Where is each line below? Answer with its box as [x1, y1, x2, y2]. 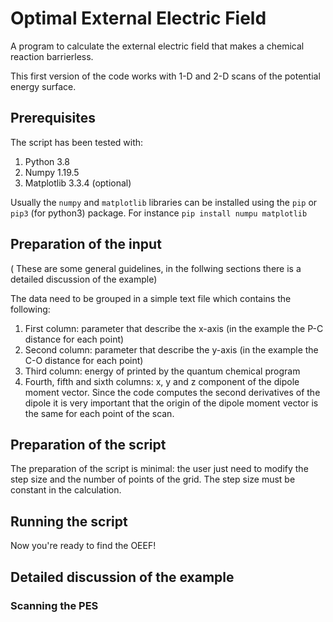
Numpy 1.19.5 [24, 166, 80, 178]
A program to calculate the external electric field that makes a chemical [10, 40, 305, 52]
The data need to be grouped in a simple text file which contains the [10, 292, 292, 304]
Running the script [10, 513, 128, 530]
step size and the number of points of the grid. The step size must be [10, 473, 296, 486]
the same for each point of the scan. [24, 407, 175, 419]
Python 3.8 [24, 155, 70, 167]
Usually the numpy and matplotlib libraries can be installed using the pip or [10, 196, 318, 208]
